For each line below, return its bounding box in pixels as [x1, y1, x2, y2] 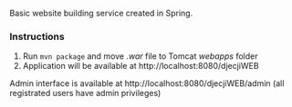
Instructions [9, 30, 66, 43]
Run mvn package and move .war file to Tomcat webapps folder [22, 51, 258, 62]
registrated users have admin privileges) [9, 88, 162, 99]
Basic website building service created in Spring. [9, 8, 193, 18]
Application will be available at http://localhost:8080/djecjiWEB [22, 61, 259, 72]
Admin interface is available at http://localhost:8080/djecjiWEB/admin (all [9, 78, 285, 89]
